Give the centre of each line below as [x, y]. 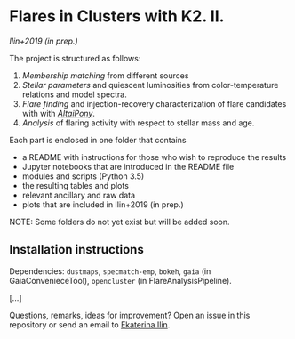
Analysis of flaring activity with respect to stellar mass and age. [138, 123]
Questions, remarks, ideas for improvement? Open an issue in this [130, 315]
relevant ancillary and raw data [79, 195]
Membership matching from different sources [105, 75]
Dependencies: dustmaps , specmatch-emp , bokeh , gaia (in [110, 271]
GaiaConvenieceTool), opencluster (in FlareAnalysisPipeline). [121, 280]
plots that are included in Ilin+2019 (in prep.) [103, 204]
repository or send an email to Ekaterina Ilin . [90, 324]
